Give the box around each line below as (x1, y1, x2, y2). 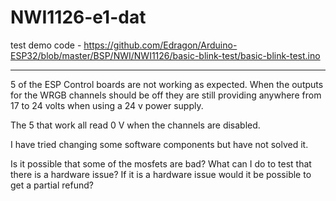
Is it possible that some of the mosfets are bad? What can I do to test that (10, 157, 312, 170)
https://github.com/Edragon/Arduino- (83, 39, 238, 51)
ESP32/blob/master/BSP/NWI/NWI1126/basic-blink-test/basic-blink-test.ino (10, 49, 321, 61)
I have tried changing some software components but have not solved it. (10, 138, 309, 150)
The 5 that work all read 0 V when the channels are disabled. (10, 119, 261, 131)
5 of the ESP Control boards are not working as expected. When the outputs (10, 78, 324, 90)
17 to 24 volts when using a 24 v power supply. (10, 99, 204, 111)
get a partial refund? (10, 179, 94, 191)
